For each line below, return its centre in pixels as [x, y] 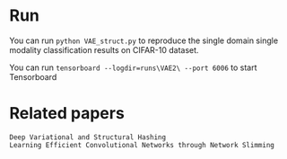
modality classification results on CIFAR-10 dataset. [104, 49]
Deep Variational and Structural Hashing [88, 137]
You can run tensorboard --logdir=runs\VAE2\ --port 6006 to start [133, 67]
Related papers [67, 114]
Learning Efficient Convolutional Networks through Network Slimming [142, 145]
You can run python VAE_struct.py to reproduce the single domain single [144, 40]
